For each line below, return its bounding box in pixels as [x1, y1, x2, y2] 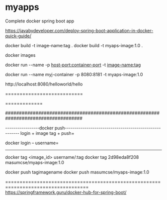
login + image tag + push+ [20, 130, 75, 136]
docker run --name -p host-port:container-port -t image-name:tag [5, 62, 141, 68]
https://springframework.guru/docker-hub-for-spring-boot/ [5, 189, 127, 195]
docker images [5, 52, 36, 58]
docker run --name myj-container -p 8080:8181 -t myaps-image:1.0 [5, 71, 143, 77]
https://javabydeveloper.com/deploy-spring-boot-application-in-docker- [5, 27, 154, 33]
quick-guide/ [5, 33, 31, 39]
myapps [5, 1, 39, 13]
